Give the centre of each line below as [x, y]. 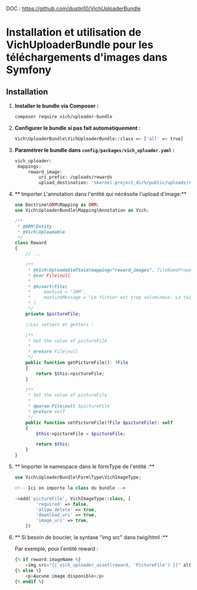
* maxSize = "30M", [57, 292]
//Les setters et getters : [60, 324]
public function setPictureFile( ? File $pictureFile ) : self [99, 422]
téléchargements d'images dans [87, 58]
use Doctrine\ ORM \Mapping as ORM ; [57, 205]
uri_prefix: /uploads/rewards [76, 177]
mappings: [29, 166]
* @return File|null [53, 352]
